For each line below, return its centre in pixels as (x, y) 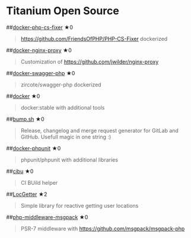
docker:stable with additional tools (63, 107)
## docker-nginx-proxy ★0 (39, 50)
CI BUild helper (39, 182)
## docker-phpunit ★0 (34, 148)
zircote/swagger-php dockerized (61, 85)
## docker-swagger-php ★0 (41, 73)
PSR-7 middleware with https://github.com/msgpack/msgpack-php (103, 229)
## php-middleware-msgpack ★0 (47, 217)
